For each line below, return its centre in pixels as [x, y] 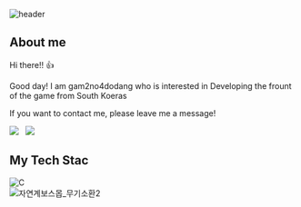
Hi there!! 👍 [32, 64]
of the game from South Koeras [68, 95]
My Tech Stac [49, 160]
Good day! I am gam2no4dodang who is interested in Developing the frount [151, 85]
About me [38, 42]
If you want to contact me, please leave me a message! [113, 113]
